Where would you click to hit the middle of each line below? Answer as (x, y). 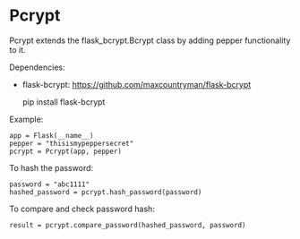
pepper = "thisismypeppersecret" (72, 143)
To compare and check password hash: (82, 209)
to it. (17, 49)
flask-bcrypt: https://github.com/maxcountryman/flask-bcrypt (137, 84)
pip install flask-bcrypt (64, 102)
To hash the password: (51, 167)
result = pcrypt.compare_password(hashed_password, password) (128, 225)
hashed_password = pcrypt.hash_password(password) (106, 192)
